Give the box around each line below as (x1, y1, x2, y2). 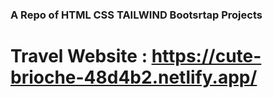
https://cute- (151, 45, 262, 68)
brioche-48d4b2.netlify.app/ (10, 66, 258, 89)
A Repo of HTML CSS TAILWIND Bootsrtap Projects (10, 8, 263, 22)
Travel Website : (10, 45, 148, 68)
